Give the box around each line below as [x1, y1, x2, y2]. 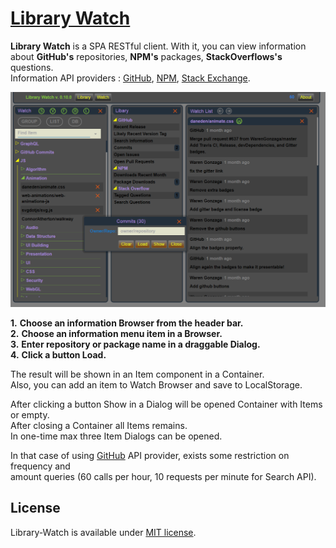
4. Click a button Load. [10, 348, 107, 361]
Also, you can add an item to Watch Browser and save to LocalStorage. [10, 378, 303, 391]
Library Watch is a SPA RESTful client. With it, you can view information [10, 40, 307, 52]
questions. [10, 61, 54, 73]
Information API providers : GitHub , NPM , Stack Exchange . [10, 72, 251, 84]
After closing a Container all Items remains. [10, 419, 188, 431]
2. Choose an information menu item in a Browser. [10, 327, 223, 339]
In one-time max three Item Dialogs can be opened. [10, 430, 223, 442]
